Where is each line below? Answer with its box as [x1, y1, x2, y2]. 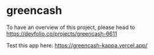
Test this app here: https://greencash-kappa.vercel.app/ [6, 42, 148, 49]
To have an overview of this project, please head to [6, 24, 136, 31]
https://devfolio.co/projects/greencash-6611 [6, 30, 117, 37]
